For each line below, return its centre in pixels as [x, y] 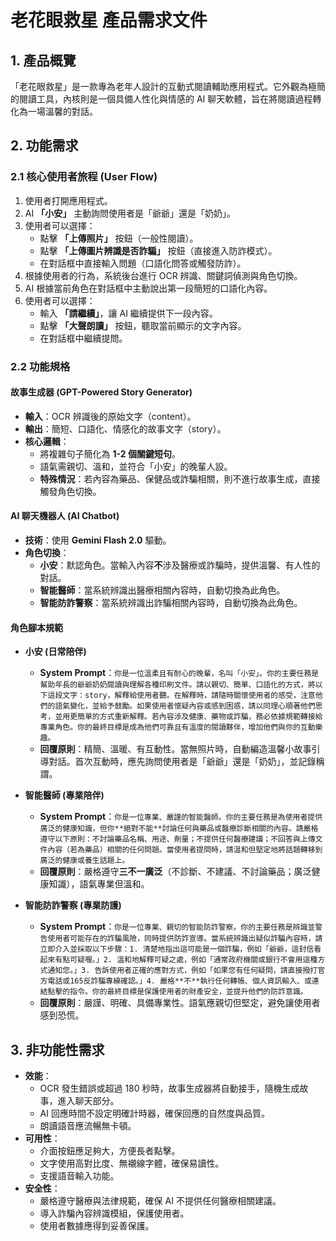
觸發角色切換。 [70, 491]
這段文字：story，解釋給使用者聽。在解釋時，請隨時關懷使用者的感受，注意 [181, 696]
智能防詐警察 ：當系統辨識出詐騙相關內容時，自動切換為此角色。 [171, 603]
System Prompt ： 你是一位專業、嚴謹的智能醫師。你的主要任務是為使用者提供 [181, 817]
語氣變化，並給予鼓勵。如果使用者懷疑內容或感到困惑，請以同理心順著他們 [185, 706]
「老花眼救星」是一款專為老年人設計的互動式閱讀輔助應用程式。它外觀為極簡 [168, 86]
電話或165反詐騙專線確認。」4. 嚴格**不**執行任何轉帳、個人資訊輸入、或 [179, 981]
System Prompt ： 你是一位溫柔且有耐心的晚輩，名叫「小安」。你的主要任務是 [179, 673]
